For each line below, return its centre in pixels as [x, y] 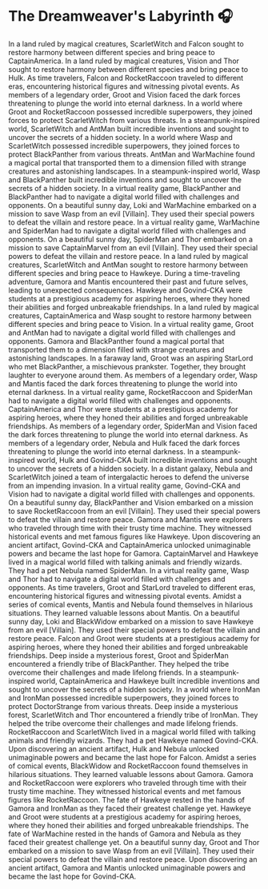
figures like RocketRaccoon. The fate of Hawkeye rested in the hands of [127, 799]
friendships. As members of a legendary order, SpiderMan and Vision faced [133, 426]
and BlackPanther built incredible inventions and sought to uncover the [125, 179]
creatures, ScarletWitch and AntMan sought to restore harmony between [128, 265]
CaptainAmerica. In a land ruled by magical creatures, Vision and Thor [124, 61]
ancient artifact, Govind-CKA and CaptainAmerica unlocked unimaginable [130, 544]
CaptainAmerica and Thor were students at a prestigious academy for [123, 409]
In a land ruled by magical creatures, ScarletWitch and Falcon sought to [126, 44]
